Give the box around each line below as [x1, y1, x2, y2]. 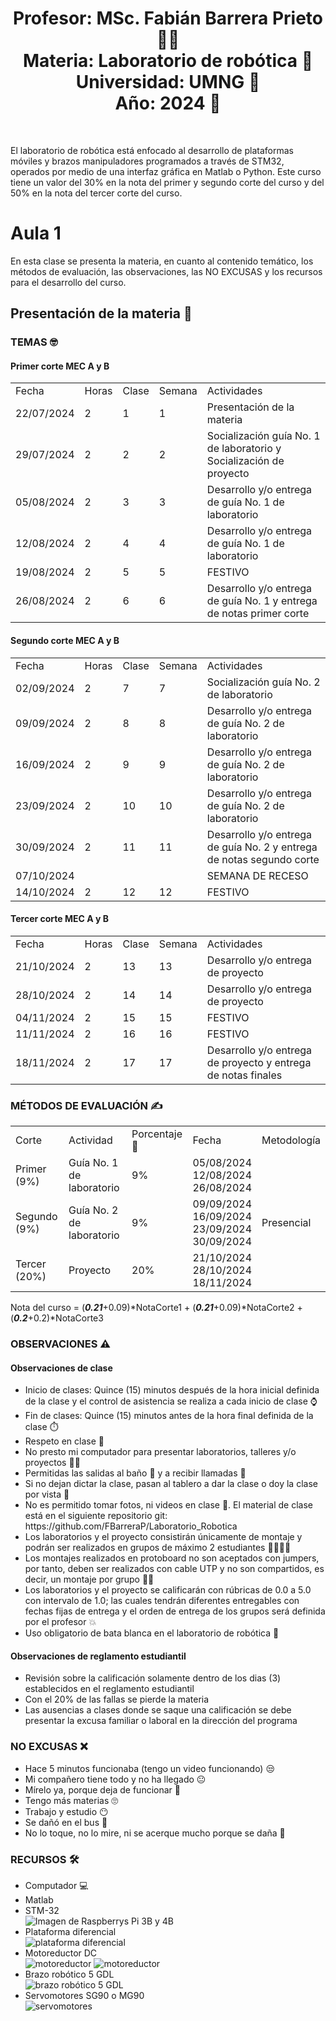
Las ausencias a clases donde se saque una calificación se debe [24, 1704, 292, 1716]
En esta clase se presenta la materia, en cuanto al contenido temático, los [10, 255, 314, 267]
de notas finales [206, 1068, 283, 1082]
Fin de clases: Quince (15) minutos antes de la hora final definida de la [24, 1410, 314, 1422]
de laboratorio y [206, 442, 282, 456]
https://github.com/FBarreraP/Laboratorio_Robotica [24, 1520, 238, 1532]
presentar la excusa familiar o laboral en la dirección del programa [24, 1715, 298, 1727]
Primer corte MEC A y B [10, 360, 110, 372]
